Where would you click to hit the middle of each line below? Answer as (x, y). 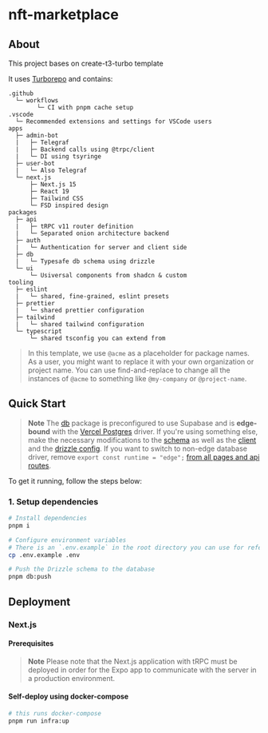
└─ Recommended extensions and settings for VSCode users (114, 122)
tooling (21, 282)
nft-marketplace (64, 15)
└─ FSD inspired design (69, 205)
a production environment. (71, 678)
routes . (39, 465)
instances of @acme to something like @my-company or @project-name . (137, 378)
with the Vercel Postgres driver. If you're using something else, (155, 431)
